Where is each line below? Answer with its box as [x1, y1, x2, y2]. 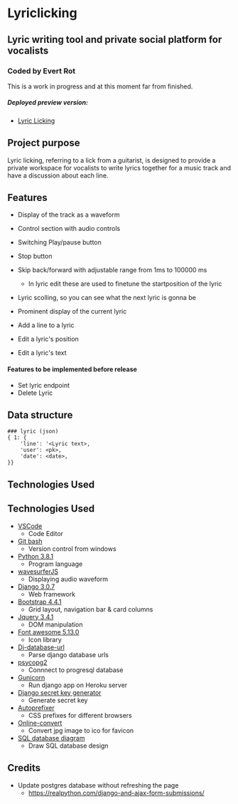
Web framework [28, 589, 76, 598]
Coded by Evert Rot [7, 66, 76, 76]
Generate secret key [28, 696, 88, 704]
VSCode [17, 522, 43, 530]
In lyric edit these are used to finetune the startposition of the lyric [28, 279, 222, 288]
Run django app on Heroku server [28, 681, 128, 689]
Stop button [17, 252, 53, 261]
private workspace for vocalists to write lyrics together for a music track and [7, 163, 232, 172]
